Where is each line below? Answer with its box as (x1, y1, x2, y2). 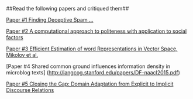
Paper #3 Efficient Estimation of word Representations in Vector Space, (6, 45, 178, 52)
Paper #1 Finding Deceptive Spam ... (6, 16, 94, 23)
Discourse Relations (6, 87, 54, 93)
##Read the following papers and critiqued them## (6, 5, 129, 12)
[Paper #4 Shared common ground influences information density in (6, 63, 171, 70)
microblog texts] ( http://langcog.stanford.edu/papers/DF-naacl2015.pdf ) (6, 69, 180, 76)
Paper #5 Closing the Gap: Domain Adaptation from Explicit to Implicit (6, 80, 174, 87)
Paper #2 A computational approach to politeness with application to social (6, 28, 187, 35)
